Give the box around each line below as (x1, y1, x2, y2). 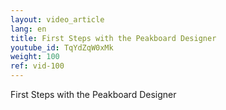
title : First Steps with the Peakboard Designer (10, 33, 217, 43)
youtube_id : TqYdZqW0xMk (10, 42, 114, 53)
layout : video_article (10, 14, 105, 25)
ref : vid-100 (10, 61, 65, 71)
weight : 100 (10, 52, 60, 62)
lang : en (10, 24, 47, 34)
